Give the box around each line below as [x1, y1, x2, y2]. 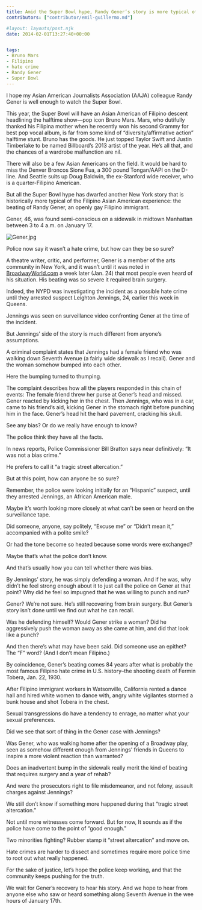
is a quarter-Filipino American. [6, 179, 81, 186]
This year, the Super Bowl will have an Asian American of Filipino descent [6, 110, 188, 117]
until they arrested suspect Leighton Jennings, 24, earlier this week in [6, 293, 179, 301]
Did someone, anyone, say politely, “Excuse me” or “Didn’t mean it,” [6, 522, 174, 530]
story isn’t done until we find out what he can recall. [6, 606, 135, 613]
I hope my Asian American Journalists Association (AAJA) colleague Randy [6, 92, 192, 99]
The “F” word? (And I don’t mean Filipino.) [6, 649, 110, 656]
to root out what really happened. [6, 854, 89, 862]
